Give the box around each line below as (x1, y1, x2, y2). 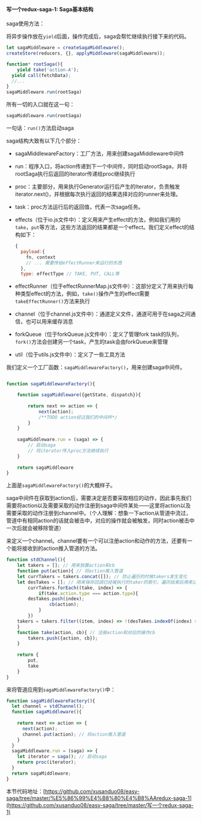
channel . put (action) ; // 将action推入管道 (22, 731, 126, 737)
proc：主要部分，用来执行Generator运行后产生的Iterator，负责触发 (14, 183, 180, 191)
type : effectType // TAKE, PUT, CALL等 (20, 271, 120, 277)
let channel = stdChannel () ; (11, 703, 85, 709)
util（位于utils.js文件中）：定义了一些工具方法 (14, 351, 126, 358)
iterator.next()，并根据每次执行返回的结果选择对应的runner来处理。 (14, 191, 182, 198)
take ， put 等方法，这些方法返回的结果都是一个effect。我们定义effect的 (14, 224, 189, 231)
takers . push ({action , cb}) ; (28, 635, 98, 641)
